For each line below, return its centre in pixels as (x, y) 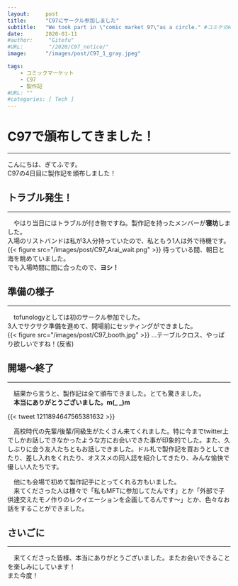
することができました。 (54, 508)
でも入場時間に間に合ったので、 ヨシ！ (63, 267)
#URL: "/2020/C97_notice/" (58, 47)
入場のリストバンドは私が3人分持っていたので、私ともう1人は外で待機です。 (119, 240)
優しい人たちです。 (35, 467)
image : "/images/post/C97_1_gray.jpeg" (74, 54)
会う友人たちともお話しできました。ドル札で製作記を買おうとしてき (131, 449)
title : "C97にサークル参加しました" (63, 21)
